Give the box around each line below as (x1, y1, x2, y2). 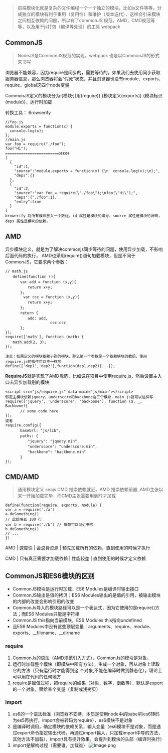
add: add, (27, 316, 48, 321)
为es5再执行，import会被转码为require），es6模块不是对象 (12, 717, 133, 723)
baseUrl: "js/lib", (20, 428, 61, 433)
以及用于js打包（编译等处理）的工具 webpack (26, 24, 120, 30)
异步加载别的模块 (14, 379, 49, 385)
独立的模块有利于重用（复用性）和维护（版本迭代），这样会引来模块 (22, 11, 160, 17)
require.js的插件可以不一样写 (5, 359, 62, 364)
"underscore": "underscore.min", (27, 444, 98, 449)
